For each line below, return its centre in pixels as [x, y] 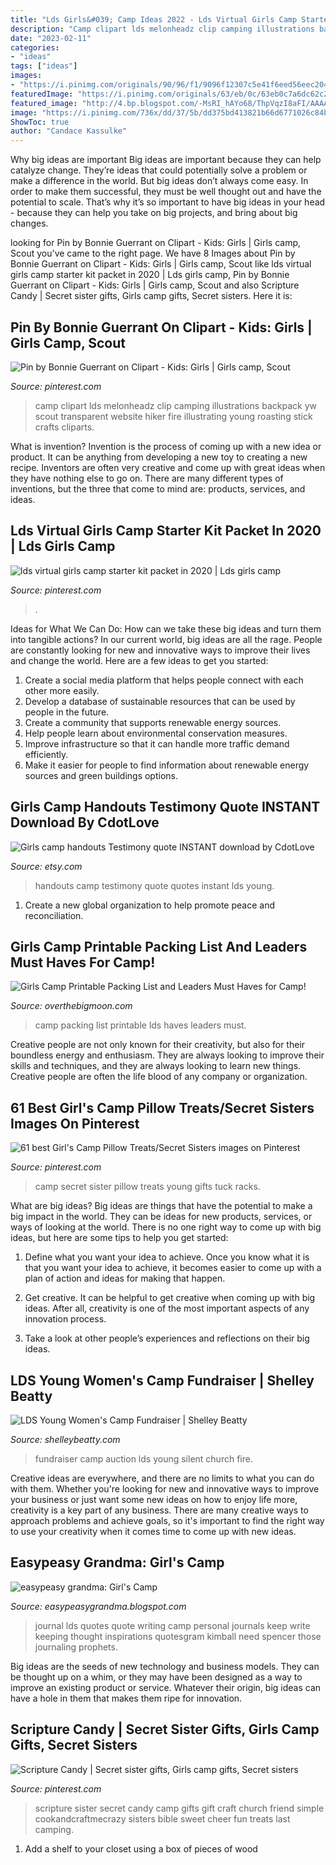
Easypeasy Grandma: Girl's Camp [117, 1562]
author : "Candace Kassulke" [69, 131]
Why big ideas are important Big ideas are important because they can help [166, 160]
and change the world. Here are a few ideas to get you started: [139, 660]
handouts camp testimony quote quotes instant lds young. [154, 885]
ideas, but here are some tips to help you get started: [119, 1238]
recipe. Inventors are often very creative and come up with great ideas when [168, 467]
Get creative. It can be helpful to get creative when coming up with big [170, 1298]
